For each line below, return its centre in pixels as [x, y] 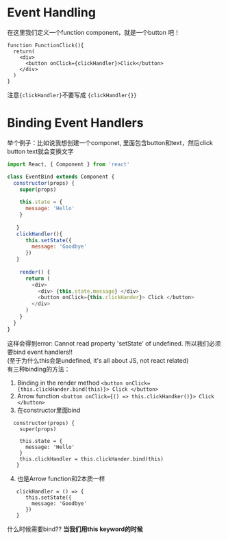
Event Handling [51, 13]
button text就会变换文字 [40, 151]
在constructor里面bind [49, 410]
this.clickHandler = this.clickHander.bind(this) [92, 459]
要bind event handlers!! [40, 352]
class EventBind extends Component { [61, 177]
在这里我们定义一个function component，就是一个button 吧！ [93, 32]
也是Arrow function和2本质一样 [61, 478]
